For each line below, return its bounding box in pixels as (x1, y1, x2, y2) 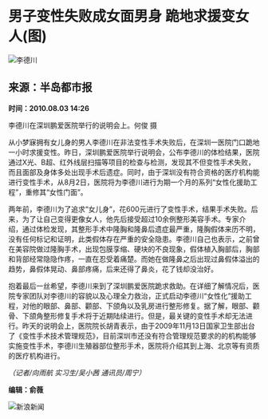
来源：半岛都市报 (8, 81, 93, 94)
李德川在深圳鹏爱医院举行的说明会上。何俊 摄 (8, 121, 157, 130)
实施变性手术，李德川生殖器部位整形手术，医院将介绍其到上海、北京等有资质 (8, 341, 260, 350)
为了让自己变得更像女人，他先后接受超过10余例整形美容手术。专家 (22, 214, 239, 223)
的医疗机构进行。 (8, 350, 65, 360)
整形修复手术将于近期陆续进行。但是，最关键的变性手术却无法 (42, 310, 246, 320)
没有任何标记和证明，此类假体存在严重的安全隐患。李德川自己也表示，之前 (8, 234, 253, 243)
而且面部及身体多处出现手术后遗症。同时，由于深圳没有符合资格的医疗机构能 (8, 167, 260, 176)
